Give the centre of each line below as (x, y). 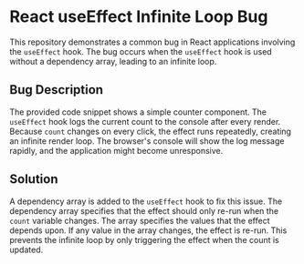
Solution (34, 179)
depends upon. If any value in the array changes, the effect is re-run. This (148, 230)
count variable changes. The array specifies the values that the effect (140, 220)
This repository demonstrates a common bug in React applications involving (152, 42)
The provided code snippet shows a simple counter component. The (138, 112)
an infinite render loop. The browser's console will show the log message (147, 141)
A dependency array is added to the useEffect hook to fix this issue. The (146, 201)
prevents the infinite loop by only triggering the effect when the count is (145, 239)
